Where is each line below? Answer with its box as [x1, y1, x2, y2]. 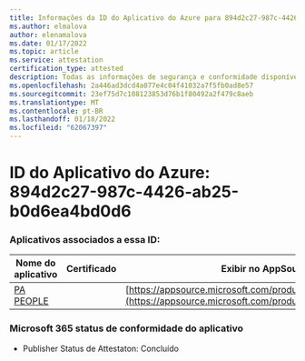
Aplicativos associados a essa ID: [9, 234, 161, 246]
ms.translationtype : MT [9, 97, 100, 107]
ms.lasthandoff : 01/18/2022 [9, 115, 116, 124]
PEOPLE [14, 295, 49, 307]
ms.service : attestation [9, 55, 103, 65]
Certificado [66, 263, 117, 276]
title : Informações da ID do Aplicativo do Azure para [9, 13, 221, 23]
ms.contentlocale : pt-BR [9, 106, 103, 115]
